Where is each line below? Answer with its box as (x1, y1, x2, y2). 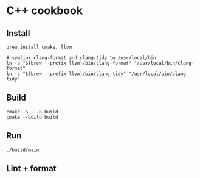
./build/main (6, 147, 40, 153)
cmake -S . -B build (6, 109, 59, 115)
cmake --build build (6, 114, 59, 120)
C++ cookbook (6, 4, 83, 18)
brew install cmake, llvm (6, 44, 72, 50)
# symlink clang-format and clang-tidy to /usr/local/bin (6, 55, 156, 61)
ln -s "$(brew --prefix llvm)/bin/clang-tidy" (6, 71, 126, 77)
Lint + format (6, 163, 57, 174)
